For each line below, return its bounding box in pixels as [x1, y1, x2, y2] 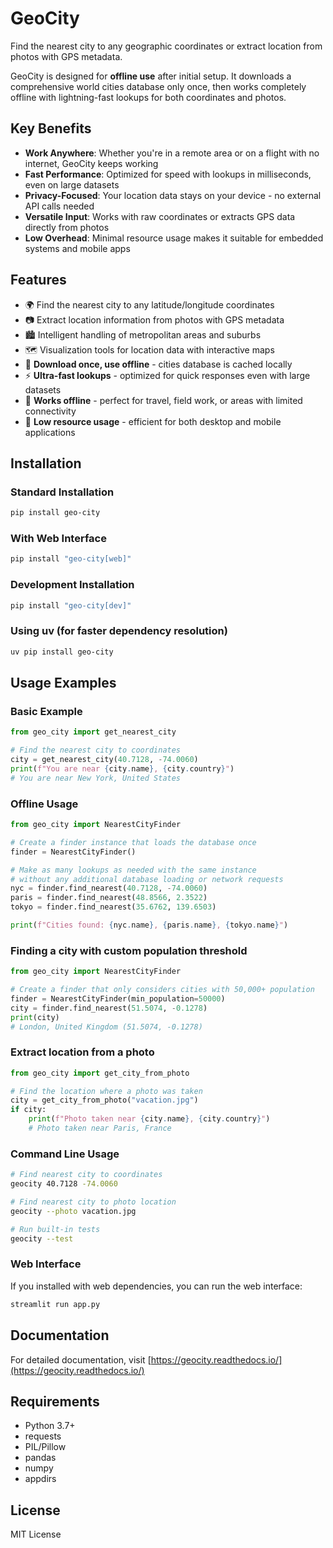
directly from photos [24, 221, 110, 233]
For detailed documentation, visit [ [10, 1353, 152, 1366]
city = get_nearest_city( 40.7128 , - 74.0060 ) [10, 755, 199, 765]
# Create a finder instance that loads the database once [10, 837, 257, 847]
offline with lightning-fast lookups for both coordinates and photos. [10, 91, 287, 103]
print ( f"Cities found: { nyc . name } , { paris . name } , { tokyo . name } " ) [10, 920, 289, 930]
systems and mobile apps [24, 242, 131, 254]
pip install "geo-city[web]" [10, 554, 132, 564]
